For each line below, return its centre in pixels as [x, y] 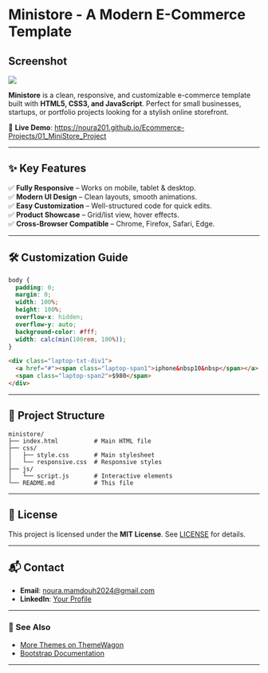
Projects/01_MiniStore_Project [57, 136]
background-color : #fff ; [57, 332]
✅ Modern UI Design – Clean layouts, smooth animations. [103, 196]
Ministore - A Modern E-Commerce [127, 15]
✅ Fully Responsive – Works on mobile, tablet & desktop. [102, 187]
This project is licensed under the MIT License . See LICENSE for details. [127, 534]
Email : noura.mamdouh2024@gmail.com [87, 591]
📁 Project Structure [57, 416]
